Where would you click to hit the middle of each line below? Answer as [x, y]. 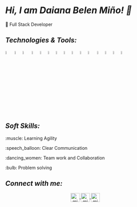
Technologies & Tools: [41, 40]
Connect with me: [34, 183]
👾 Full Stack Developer [29, 24]
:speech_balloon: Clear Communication [46, 148]
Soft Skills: [23, 126]
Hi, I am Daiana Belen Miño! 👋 [68, 10]
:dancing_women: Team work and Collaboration [55, 158]
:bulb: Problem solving [29, 168]
